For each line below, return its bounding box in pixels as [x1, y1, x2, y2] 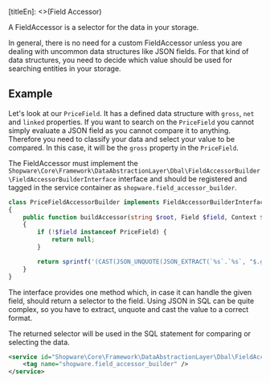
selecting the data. [8, 337, 70, 347]
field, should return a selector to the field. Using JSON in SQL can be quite [8, 296, 255, 306]
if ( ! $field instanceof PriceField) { [37, 228, 167, 236]
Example [8, 87, 53, 101]
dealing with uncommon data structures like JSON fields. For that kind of [8, 47, 249, 56]
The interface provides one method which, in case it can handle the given [8, 287, 252, 297]
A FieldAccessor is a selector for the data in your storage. [8, 23, 199, 31]
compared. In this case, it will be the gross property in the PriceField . [8, 143, 239, 152]
